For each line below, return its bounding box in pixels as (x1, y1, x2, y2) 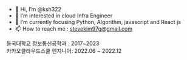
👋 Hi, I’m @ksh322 (15, 6, 62, 13)
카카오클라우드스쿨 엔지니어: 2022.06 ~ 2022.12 (6, 47, 122, 54)
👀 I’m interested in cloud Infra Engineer (15, 12, 113, 19)
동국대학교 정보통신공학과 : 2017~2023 (6, 40, 100, 47)
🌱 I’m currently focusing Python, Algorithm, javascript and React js (15, 19, 181, 25)
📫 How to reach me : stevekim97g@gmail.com (15, 25, 133, 32)
